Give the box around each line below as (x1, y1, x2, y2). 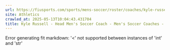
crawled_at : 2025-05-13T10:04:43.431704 (5, 16, 92, 21)
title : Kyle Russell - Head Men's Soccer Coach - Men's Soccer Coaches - (5, 21, 164, 26)
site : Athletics (5, 12, 39, 17)
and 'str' (5, 40, 23, 46)
